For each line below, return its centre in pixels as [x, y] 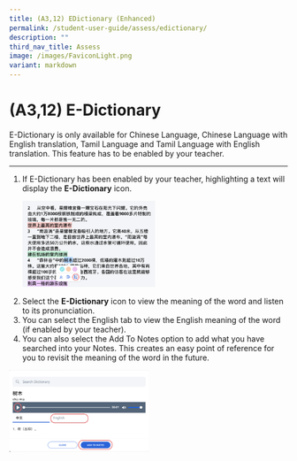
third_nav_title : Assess [55, 47]
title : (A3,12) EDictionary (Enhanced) [83, 19]
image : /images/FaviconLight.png [71, 56]
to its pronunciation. [58, 311]
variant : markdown [43, 65]
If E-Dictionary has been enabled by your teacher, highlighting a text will [153, 179]
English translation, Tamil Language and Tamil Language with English [135, 144]
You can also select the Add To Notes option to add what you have [143, 339]
